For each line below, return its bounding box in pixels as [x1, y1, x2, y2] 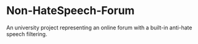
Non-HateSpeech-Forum [6, 4, 135, 18]
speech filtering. [6, 30, 48, 37]
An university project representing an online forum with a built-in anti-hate [6, 24, 193, 31]
